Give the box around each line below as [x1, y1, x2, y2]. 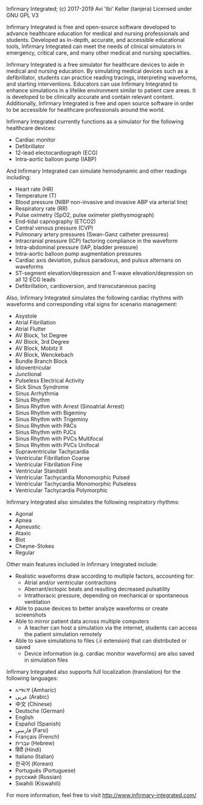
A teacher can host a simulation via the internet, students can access [24, 624, 198, 631]
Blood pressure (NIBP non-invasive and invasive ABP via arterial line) [15, 199, 188, 205]
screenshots [15, 611, 47, 618]
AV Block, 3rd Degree [15, 338, 70, 345]
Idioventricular [15, 364, 52, 371]
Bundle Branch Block [15, 358, 68, 365]
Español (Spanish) [15, 720, 61, 727]
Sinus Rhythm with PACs [15, 422, 77, 429]
